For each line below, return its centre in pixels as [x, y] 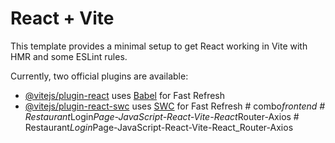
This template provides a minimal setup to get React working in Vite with [159, 46]
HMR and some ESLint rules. [69, 56]
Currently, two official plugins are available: [99, 76]
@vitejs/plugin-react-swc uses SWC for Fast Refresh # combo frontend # [175, 106]
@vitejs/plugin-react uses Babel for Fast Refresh [125, 95]
